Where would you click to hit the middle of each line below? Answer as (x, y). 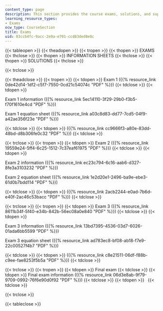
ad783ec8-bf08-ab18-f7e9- (118, 240)
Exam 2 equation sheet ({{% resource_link (47, 177)
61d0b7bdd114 (19, 182)
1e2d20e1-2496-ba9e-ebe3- (119, 177)
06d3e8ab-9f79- (130, 275)
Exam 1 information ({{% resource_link (43, 99)
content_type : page (25, 9)
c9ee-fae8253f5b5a (25, 260)
